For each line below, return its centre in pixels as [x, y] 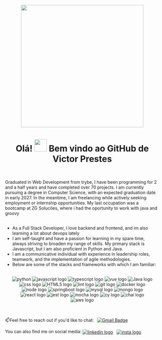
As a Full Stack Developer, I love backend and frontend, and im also [80, 228]
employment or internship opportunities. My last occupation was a [72, 203]
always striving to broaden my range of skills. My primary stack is [78, 243]
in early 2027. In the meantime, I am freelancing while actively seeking [76, 197]
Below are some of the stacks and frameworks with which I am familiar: [84, 264]
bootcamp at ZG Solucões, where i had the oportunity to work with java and [81, 208]
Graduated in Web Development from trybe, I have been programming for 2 [81, 182]
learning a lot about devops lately [46, 233]
